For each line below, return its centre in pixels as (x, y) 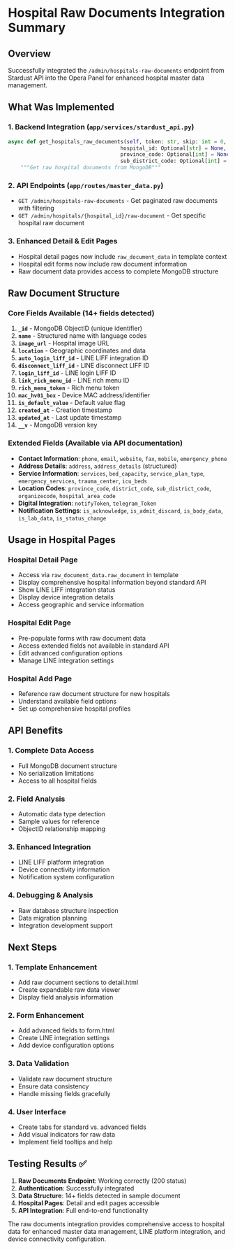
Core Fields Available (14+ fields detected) (82, 313)
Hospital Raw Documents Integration (116, 13)
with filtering (36, 208)
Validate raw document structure (65, 1079)
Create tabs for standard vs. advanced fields (82, 1127)
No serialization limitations (56, 773)
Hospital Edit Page (40, 623)
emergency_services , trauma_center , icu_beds (82, 481)
